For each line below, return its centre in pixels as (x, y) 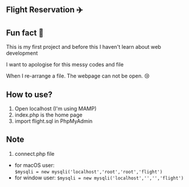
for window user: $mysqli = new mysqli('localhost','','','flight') (99, 178)
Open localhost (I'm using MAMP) (56, 109)
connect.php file (34, 153)
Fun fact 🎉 (25, 33)
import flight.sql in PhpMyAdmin (54, 121)
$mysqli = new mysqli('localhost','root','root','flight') (89, 172)
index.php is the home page (48, 115)
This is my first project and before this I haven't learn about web (84, 47)
